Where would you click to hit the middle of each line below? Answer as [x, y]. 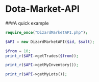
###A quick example [27, 23]
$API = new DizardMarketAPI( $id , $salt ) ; [50, 42]
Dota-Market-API [43, 9]
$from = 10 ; [18, 51]
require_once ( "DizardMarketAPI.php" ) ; [46, 32]
